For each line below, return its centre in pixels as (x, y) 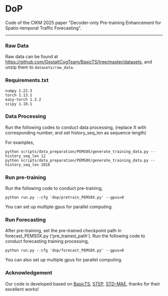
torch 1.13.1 (19, 95)
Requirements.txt (27, 80)
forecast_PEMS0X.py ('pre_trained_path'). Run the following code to (75, 236)
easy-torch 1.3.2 (23, 99)
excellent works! (22, 289)
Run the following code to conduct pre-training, (54, 188)
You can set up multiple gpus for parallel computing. (59, 207)
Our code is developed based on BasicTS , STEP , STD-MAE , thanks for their (83, 283)
